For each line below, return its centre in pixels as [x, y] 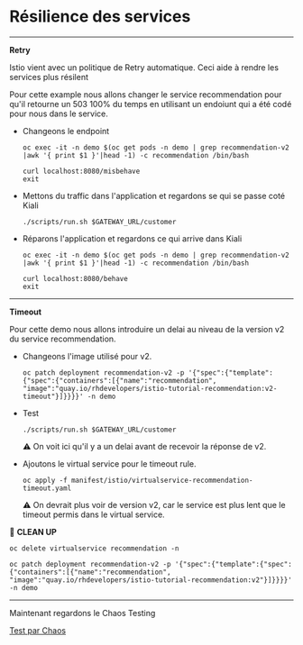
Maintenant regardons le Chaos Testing [83, 613]
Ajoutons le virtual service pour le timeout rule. [109, 463]
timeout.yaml [47, 488]
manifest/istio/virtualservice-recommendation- [162, 480]
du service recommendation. [63, 339]
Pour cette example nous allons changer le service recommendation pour [146, 94]
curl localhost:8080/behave [75, 278]
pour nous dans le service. [59, 114]
